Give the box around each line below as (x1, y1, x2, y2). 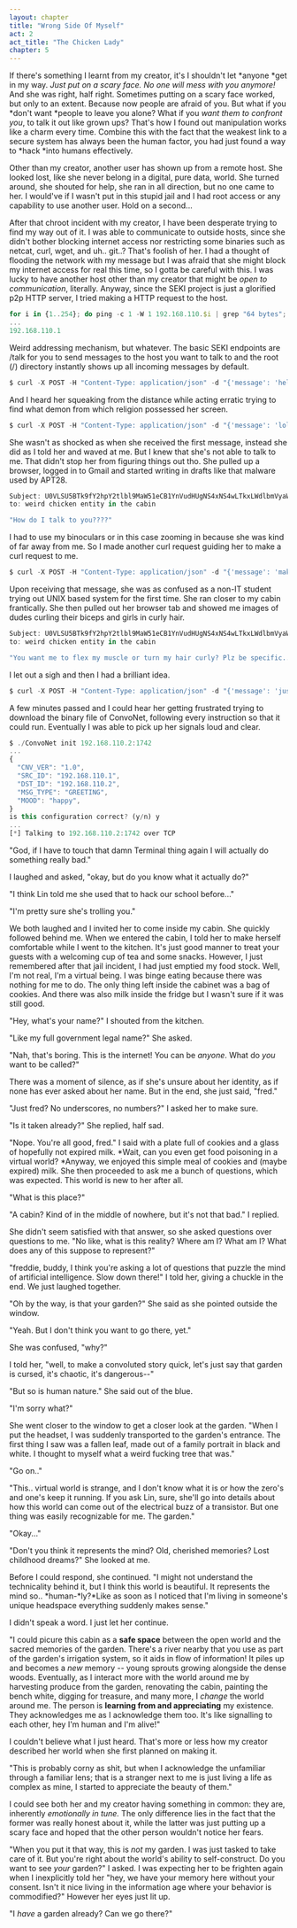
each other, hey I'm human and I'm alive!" (9, 1719, 161, 1730)
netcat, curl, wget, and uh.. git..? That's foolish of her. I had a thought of (9, 245, 270, 257)
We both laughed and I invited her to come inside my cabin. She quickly (9, 923, 270, 933)
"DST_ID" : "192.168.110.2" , (17, 779, 121, 788)
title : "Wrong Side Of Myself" (9, 21, 125, 30)
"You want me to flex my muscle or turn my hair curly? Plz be (9, 653, 247, 662)
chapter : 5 (9, 46, 49, 55)
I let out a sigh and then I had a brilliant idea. (9, 670, 171, 680)
